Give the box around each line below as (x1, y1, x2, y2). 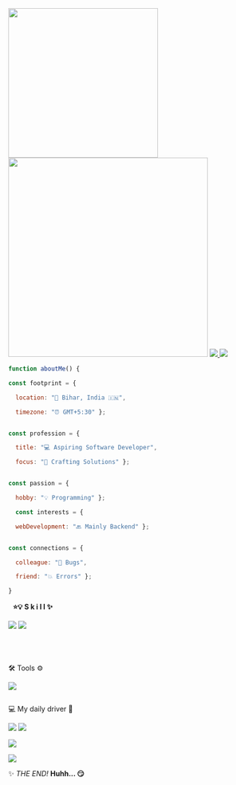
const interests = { (15, 508, 84, 516)
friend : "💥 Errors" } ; (15, 573, 92, 581)
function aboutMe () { (8, 365, 81, 373)
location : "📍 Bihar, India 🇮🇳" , (15, 394, 126, 402)
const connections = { (8, 544, 84, 552)
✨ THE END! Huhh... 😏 (8, 769, 85, 779)
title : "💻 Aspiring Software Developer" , (15, 444, 158, 452)
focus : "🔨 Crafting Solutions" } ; (15, 458, 130, 466)
